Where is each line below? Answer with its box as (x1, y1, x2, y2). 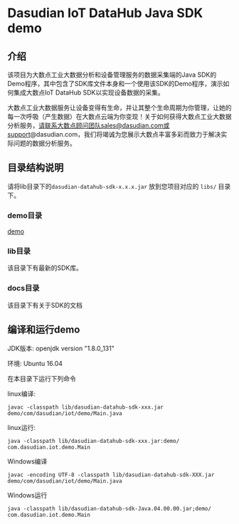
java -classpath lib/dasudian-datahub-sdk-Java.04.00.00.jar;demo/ (7, 505, 212, 512)
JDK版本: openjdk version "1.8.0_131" (7, 344, 115, 352)
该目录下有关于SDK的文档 (7, 300, 83, 309)
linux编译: (7, 389, 36, 398)
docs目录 (7, 283, 40, 293)
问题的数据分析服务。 (13, 139, 76, 147)
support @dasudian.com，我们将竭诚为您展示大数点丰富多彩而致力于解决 (7, 130, 221, 138)
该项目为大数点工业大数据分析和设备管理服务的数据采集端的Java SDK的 (7, 70, 217, 79)
